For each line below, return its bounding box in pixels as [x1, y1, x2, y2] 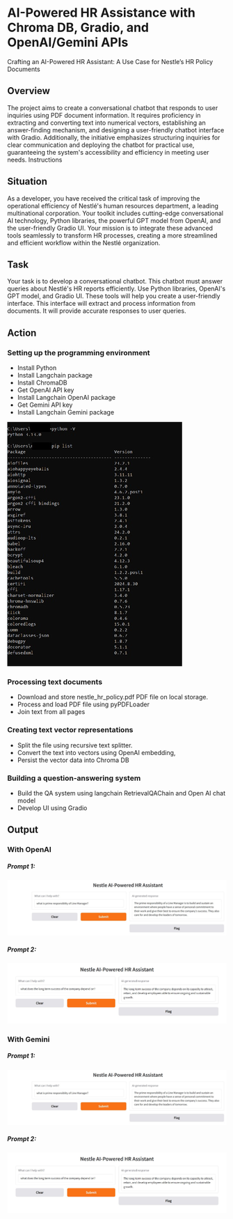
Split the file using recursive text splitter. [17, 740, 133, 750]
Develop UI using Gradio [17, 803, 88, 812]
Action [7, 327, 37, 339]
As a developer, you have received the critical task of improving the [7, 194, 200, 203]
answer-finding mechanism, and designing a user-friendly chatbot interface [7, 125, 225, 134]
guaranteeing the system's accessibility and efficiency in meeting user [7, 148, 210, 156]
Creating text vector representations [7, 725, 134, 735]
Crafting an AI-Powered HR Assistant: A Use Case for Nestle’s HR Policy [7, 57, 214, 65]
